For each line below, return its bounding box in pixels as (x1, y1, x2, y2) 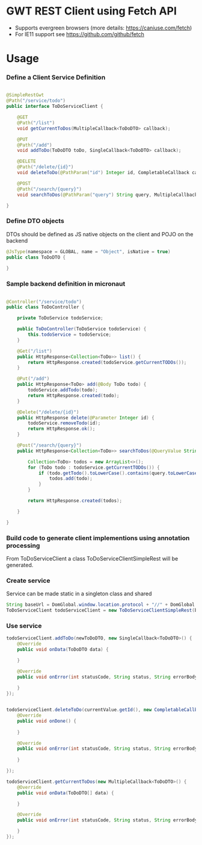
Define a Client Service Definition (6, 74, 106, 82)
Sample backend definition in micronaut (6, 280, 126, 288)
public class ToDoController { (6, 304, 85, 310)
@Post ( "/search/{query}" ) (17, 442, 82, 448)
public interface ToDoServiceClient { (6, 104, 103, 110)
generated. (6, 561, 34, 568)
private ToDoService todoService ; (17, 315, 103, 321)
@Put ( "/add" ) (17, 375, 50, 382)
